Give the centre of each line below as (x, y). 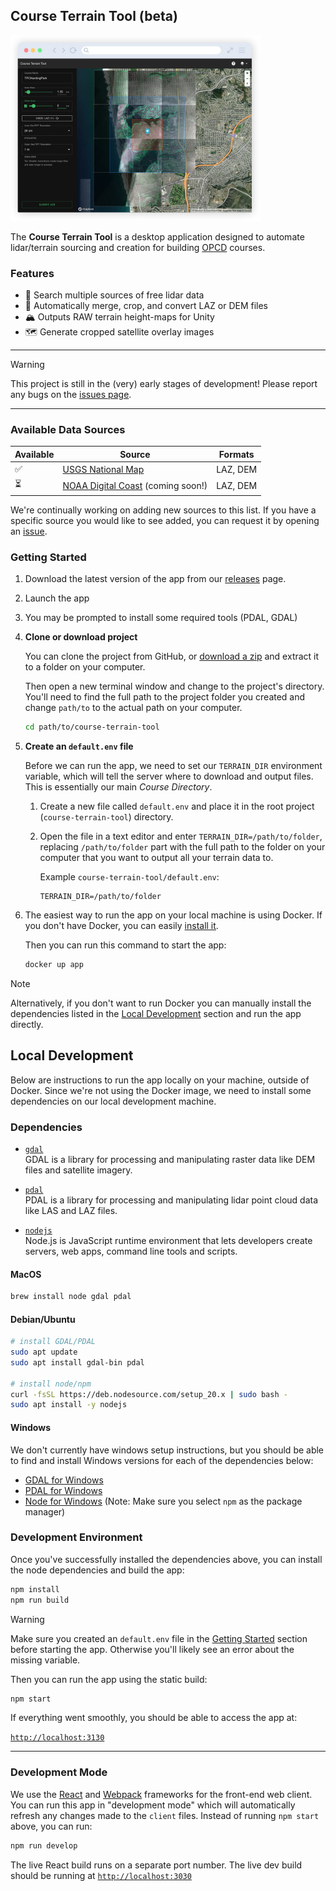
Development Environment (76, 1537)
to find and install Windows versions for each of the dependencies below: (162, 1460)
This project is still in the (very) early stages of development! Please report (164, 383)
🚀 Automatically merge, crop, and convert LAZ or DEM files (146, 305)
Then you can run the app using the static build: (109, 1679)
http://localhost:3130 (57, 1738)
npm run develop (44, 1845)
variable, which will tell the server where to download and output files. (169, 776)
